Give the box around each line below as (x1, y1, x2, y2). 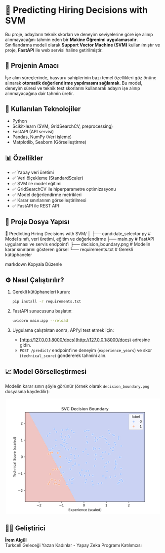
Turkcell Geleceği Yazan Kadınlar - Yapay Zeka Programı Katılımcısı (5, 542, 142, 549)
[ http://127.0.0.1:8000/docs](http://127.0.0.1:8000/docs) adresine (19, 337, 150, 343)
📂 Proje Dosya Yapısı (5, 217, 70, 226)
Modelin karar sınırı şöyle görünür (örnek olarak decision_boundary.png (5, 383, 150, 389)
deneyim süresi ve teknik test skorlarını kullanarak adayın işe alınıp (5, 85, 140, 91)
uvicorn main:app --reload (12, 318, 68, 323)
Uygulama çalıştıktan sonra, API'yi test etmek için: (12, 327, 114, 333)
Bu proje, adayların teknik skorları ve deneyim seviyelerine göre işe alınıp (5, 31, 153, 37)
